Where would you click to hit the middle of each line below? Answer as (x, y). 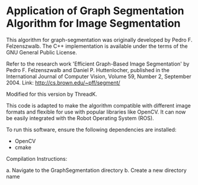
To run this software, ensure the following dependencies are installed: (91, 129)
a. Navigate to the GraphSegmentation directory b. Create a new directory (96, 170)
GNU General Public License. (41, 52)
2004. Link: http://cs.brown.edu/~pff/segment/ (63, 82)
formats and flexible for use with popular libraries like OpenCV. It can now (96, 112)
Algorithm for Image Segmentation (93, 23)
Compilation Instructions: (37, 158)
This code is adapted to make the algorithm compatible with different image (98, 105)
